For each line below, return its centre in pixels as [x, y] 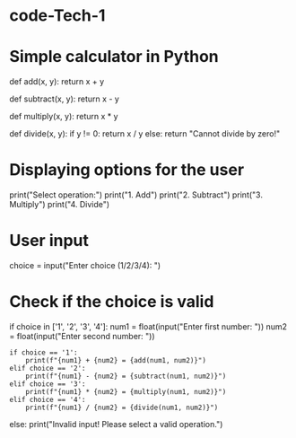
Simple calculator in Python [114, 57]
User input [49, 241]
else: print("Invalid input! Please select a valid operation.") [116, 424]
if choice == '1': [44, 352]
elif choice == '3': [48, 384]
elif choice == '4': [48, 399]
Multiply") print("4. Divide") [60, 205]
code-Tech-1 [57, 16]
